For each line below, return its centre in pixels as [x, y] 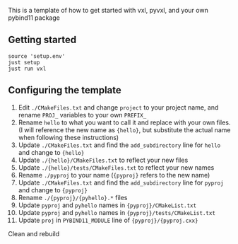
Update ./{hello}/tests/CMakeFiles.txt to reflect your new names [116, 167]
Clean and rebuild [34, 233]
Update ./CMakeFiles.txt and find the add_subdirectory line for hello [119, 145]
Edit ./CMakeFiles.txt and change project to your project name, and [118, 107]
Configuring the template [65, 90]
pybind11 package [34, 18]
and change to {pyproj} [53, 190]
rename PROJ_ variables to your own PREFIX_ [82, 115]
